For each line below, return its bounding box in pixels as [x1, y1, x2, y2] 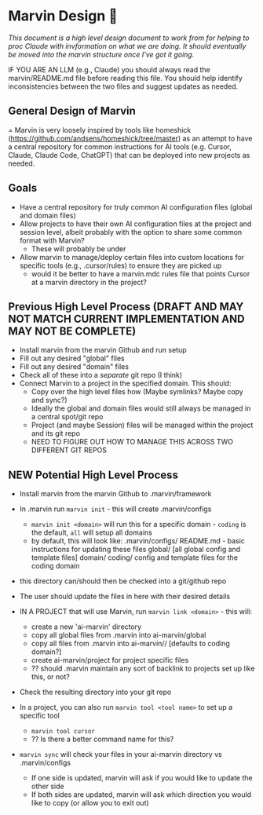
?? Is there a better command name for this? [31, 734, 174, 744]
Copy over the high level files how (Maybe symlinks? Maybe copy [31, 387, 243, 397]
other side [31, 781, 64, 791]
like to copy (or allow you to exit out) [31, 799, 149, 808]
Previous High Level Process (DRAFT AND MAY [8, 300, 244, 313]
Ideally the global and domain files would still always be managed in [31, 404, 251, 413]
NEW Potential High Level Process [8, 468, 179, 481]
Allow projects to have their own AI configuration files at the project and [19, 219, 252, 228]
